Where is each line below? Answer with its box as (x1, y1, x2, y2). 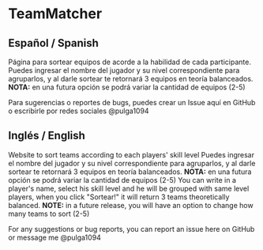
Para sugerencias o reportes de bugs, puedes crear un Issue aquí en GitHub (8, 98, 256, 107)
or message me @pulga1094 (8, 233, 101, 242)
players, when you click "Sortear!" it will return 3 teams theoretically (8, 191, 230, 202)
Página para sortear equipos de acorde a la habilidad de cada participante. (8, 57, 251, 66)
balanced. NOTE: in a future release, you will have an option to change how (8, 200, 254, 210)
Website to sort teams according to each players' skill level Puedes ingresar (8, 150, 255, 159)
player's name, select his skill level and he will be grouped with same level (8, 184, 250, 193)
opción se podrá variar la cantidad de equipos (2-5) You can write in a (8, 175, 237, 184)
